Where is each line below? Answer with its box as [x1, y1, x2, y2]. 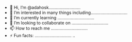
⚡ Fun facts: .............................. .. [9, 33, 75, 38]
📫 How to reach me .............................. [9, 26, 88, 31]
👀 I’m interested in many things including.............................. [9, 10, 128, 15]
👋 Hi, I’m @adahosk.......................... [9, 5, 81, 10]
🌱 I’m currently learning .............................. [9, 15, 95, 20]
